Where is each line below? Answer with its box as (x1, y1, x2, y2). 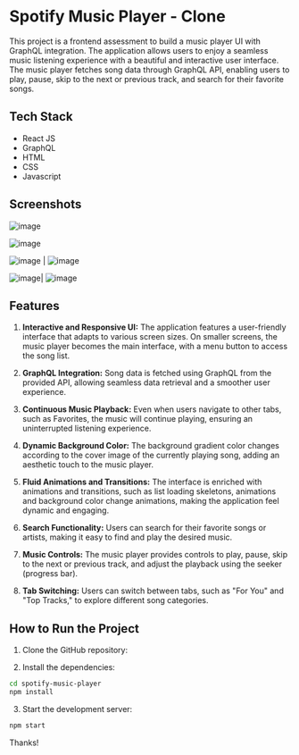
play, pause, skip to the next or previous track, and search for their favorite (9, 73, 284, 84)
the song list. (21, 350, 71, 361)
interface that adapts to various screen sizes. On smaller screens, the (21, 331, 278, 342)
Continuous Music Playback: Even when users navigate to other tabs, (21, 404, 282, 415)
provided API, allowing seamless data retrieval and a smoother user (21, 377, 270, 388)
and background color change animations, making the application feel (21, 496, 279, 507)
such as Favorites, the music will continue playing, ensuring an (21, 414, 253, 424)
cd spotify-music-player (9, 679, 102, 689)
